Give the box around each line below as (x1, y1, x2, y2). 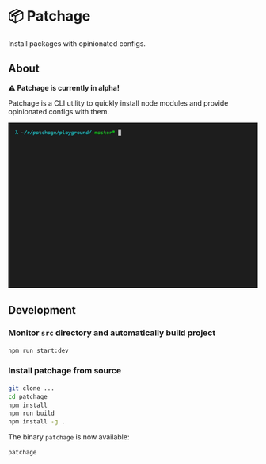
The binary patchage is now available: (8, 432, 130, 442)
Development (8, 304, 77, 317)
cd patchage (8, 392, 47, 400)
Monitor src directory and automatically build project (8, 327, 216, 338)
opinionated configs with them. (8, 106, 109, 116)
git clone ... (8, 384, 55, 392)
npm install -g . (8, 418, 66, 426)
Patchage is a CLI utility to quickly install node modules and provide (8, 98, 229, 108)
